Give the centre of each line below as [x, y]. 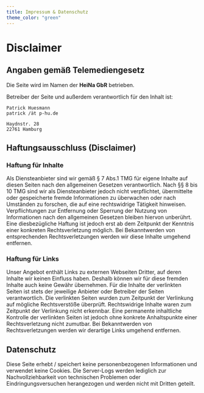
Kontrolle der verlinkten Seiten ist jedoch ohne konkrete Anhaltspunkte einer [102, 317]
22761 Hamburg [24, 129]
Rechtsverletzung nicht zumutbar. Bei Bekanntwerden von [79, 324]
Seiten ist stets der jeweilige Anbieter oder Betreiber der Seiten [85, 292]
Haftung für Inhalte [35, 165]
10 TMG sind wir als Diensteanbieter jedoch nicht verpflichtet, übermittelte [100, 191]
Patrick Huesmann [28, 108]
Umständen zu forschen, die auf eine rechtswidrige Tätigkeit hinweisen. [97, 204]
